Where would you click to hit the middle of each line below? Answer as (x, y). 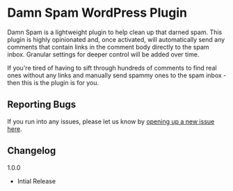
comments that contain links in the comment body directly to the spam (109, 47)
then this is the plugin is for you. (53, 82)
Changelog (32, 151)
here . (15, 129)
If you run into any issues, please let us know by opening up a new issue (111, 121)
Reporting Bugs (42, 105)
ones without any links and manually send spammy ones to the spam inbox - (117, 75)
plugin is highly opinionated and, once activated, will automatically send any (116, 39)
